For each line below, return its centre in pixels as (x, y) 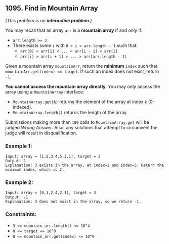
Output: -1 (17, 197)
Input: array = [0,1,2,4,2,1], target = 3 (51, 193)
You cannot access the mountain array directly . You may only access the (83, 86)
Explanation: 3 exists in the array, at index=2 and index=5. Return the (85, 165)
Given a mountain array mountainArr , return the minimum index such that (81, 66)
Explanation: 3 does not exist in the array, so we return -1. (73, 202)
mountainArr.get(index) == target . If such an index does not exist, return (82, 71)
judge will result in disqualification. (41, 133)
